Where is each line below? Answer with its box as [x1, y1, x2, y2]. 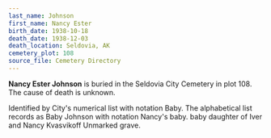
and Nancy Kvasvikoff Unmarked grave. [8, 120, 142, 130]
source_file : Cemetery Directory [8, 57, 121, 65]
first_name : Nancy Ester [8, 19, 92, 27]
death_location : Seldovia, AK [8, 42, 111, 50]
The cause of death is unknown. [8, 87, 116, 97]
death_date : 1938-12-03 [8, 34, 89, 43]
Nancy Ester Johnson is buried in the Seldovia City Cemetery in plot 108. [8, 78, 252, 89]
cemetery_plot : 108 [8, 49, 74, 57]
